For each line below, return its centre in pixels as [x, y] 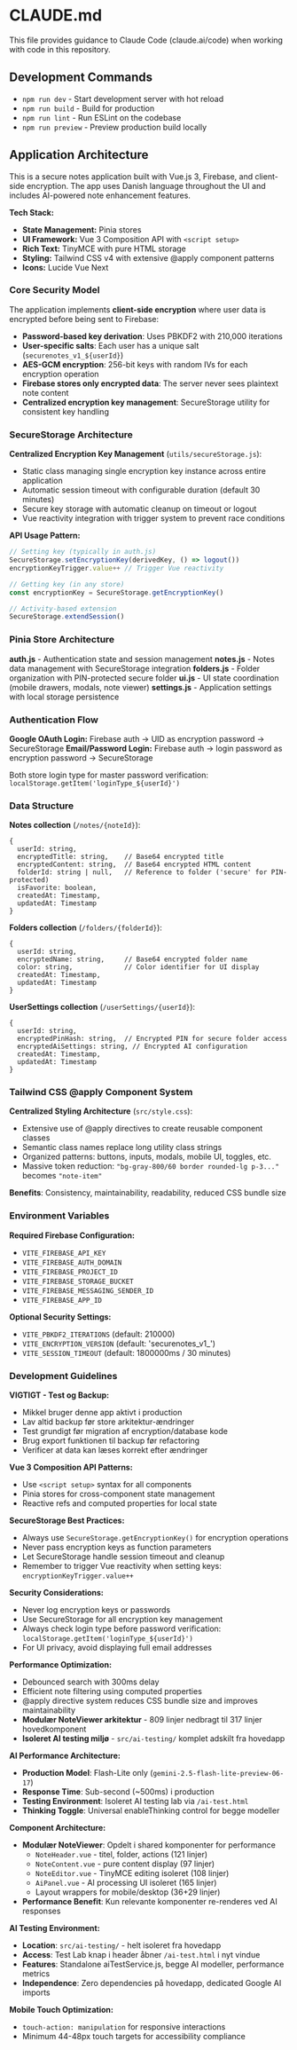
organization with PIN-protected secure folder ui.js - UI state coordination [144, 678]
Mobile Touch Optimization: [61, 2010]
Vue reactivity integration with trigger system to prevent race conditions [153, 518]
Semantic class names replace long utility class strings [122, 1147]
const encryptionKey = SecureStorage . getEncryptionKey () [117, 592]
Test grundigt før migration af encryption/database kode [125, 1431]
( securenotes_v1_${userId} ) [73, 355]
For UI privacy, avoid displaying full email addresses [117, 1648]
